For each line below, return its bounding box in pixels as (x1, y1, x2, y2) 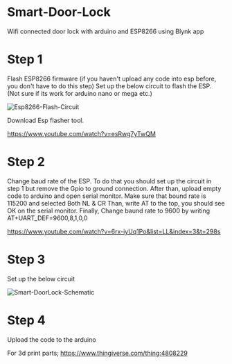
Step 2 (7, 154, 45, 170)
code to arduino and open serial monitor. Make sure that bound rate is (7, 192, 206, 200)
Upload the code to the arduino (7, 335, 96, 344)
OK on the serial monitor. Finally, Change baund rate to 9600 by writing (7, 206, 211, 215)
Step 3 (7, 251, 46, 267)
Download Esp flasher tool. (7, 116, 84, 124)
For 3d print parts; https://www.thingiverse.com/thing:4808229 (7, 349, 188, 357)
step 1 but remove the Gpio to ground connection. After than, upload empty (7, 184, 222, 192)
